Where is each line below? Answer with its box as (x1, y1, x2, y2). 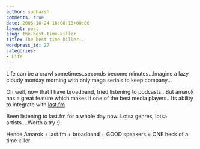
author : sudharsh (6, 8, 50, 15)
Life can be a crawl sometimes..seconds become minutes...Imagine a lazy (6, 70, 189, 77)
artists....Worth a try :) (6, 118, 61, 126)
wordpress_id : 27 (6, 43, 50, 49)
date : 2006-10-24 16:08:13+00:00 (6, 20, 90, 26)
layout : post (6, 25, 39, 32)
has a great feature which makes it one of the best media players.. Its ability (6, 94, 193, 102)
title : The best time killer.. (6, 37, 85, 43)
